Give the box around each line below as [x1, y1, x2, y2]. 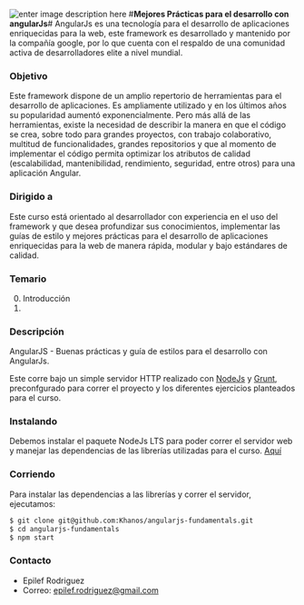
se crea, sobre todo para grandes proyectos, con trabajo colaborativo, [9, 129, 272, 140]
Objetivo [9, 69, 48, 82]
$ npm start [9, 532, 54, 542]
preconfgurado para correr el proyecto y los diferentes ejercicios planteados [9, 382, 296, 394]
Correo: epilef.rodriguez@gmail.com [22, 584, 159, 595]
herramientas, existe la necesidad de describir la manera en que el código [9, 119, 287, 131]
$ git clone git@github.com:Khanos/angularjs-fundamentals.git [9, 516, 254, 525]
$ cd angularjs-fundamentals [9, 524, 120, 533]
